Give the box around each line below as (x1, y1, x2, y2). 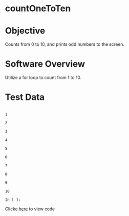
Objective (5, 25, 45, 37)
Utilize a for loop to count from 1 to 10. (5, 75, 82, 80)
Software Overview (5, 59, 86, 70)
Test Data (5, 92, 45, 103)
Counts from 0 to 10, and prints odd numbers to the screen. (5, 41, 125, 47)
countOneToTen (5, 3, 71, 14)
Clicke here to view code (5, 206, 55, 212)
